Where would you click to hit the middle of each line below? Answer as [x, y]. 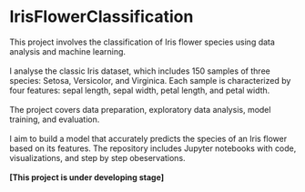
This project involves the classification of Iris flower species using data [142, 42]
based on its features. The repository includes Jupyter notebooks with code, [153, 148]
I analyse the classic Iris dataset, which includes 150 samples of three [140, 71]
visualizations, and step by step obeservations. [97, 157]
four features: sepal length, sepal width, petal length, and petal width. [140, 90]
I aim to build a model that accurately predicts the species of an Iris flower [148, 138]
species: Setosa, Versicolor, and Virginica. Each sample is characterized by [150, 80]
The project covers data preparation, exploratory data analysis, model [140, 109]
